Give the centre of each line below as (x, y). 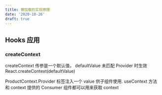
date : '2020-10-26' (25, 14)
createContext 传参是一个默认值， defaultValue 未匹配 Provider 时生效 (76, 66)
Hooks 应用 (23, 40)
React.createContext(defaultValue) (40, 71)
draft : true (17, 19)
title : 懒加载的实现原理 (28, 10)
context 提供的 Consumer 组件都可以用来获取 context (65, 88)
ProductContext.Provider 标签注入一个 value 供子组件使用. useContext (76, 81)
